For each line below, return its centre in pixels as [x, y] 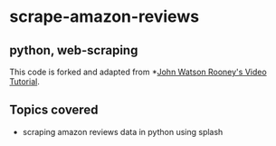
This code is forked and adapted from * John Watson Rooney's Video [138, 72]
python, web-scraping [74, 50]
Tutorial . [25, 82]
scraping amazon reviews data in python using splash [123, 131]
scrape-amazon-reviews [105, 17]
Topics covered [54, 110]
